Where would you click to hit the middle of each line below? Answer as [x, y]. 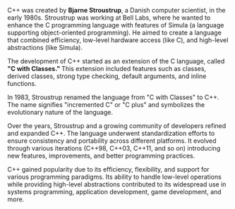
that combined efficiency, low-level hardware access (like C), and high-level [118, 40]
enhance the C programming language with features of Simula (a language [116, 25]
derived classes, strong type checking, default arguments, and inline [107, 76]
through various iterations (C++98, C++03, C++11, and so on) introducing [114, 148]
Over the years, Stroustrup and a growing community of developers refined [117, 126]
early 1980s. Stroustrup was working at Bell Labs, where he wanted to [109, 18]
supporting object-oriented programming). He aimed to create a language [115, 32]
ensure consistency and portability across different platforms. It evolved [112, 141]
